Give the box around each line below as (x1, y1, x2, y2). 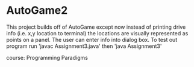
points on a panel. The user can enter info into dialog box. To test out (6, 36, 178, 43)
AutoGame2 (6, 4, 68, 17)
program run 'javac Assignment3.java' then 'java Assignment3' (6, 42, 162, 50)
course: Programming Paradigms (6, 54, 89, 61)
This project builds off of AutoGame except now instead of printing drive (6, 23, 186, 31)
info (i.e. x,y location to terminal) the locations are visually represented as (6, 29, 189, 36)
